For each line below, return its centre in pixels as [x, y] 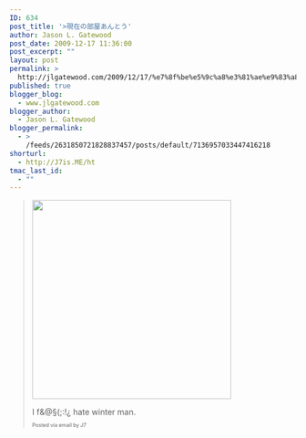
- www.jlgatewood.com [59, 103]
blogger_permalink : [46, 129]
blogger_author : [40, 111]
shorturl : [28, 153]
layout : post [34, 60]
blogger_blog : [36, 94]
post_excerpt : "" [42, 52]
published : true [40, 86]
